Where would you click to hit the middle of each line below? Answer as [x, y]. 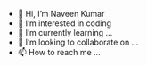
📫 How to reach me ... [59, 52]
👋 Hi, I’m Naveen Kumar [61, 14]
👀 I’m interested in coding [65, 23]
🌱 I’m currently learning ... [65, 33]
